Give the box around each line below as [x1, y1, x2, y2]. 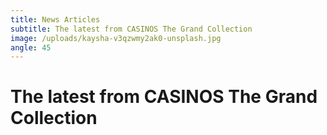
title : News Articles [10, 14, 101, 25]
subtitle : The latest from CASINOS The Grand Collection [10, 24, 253, 34]
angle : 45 [10, 42, 52, 53]
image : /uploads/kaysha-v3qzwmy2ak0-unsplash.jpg [10, 33, 222, 43]
